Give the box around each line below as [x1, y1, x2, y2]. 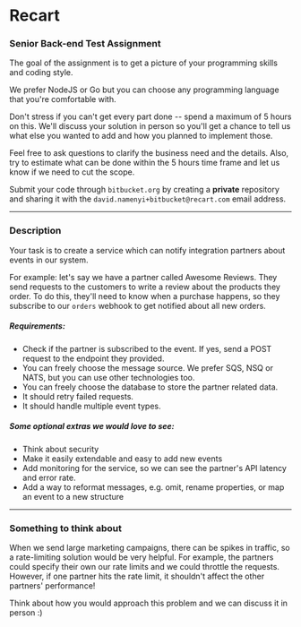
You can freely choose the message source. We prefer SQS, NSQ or [21, 362, 273, 373]
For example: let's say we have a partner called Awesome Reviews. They [9, 271, 278, 282]
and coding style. [9, 67, 73, 78]
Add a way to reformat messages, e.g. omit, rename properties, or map [21, 481, 285, 493]
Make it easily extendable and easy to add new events [21, 453, 223, 464]
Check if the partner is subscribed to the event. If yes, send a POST [21, 343, 272, 354]
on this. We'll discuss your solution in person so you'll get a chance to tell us [9, 121, 291, 132]
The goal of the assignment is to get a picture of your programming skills [9, 57, 278, 68]
